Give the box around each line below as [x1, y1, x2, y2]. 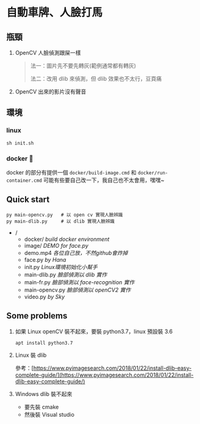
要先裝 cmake [24, 403, 59, 411]
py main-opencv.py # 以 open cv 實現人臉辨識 [6, 212, 123, 218]
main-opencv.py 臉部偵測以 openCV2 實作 [24, 286, 131, 293]
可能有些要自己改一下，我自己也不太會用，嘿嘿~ [43, 176, 165, 184]
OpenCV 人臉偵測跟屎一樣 [15, 49, 81, 56]
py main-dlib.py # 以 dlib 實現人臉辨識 [6, 218, 115, 225]
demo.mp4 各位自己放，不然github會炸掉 [24, 249, 128, 256]
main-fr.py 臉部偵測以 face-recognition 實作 [24, 278, 135, 286]
